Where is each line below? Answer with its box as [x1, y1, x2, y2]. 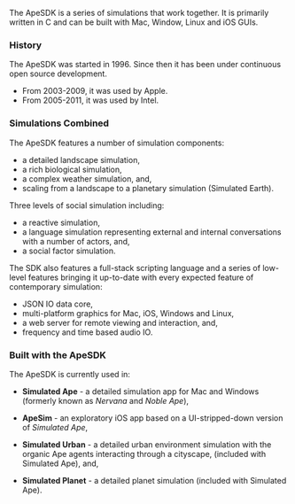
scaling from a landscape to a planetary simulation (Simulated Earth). [21, 182, 275, 193]
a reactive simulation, [21, 217, 100, 228]
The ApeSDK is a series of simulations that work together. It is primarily [9, 8, 269, 18]
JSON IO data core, [21, 299, 93, 309]
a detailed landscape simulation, [21, 154, 140, 165]
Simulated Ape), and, [21, 458, 99, 469]
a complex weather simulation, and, [21, 173, 152, 184]
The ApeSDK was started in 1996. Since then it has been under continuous [9, 59, 282, 70]
